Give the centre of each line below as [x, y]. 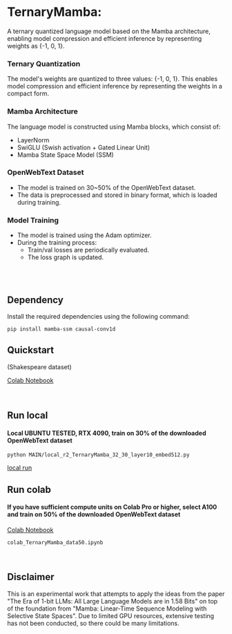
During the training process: [57, 243]
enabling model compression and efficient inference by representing [105, 38]
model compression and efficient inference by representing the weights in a [115, 86]
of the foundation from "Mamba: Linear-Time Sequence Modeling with [107, 608]
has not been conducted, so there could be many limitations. [93, 623]
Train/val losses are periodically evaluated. [88, 250]
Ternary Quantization [44, 64]
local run [20, 468]
